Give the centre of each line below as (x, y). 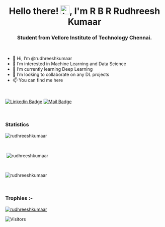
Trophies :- (19, 198)
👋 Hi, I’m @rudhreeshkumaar (42, 59)
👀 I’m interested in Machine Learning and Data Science (69, 64)
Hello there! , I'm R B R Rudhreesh (85, 11)
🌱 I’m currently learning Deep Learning (53, 69)
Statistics (17, 125)
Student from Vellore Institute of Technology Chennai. (85, 38)
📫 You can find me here (38, 80)
